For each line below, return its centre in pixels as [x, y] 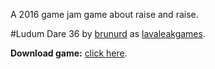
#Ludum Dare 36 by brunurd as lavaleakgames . [108, 33]
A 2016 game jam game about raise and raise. [104, 14]
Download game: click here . [69, 53]
